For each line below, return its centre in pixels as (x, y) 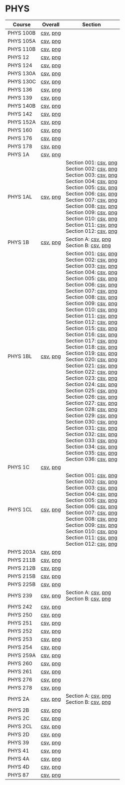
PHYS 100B (22, 33)
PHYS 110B (22, 49)
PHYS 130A (22, 73)
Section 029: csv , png (91, 415)
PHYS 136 (20, 89)
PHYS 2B (18, 710)
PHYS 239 (20, 595)
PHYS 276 (20, 679)
